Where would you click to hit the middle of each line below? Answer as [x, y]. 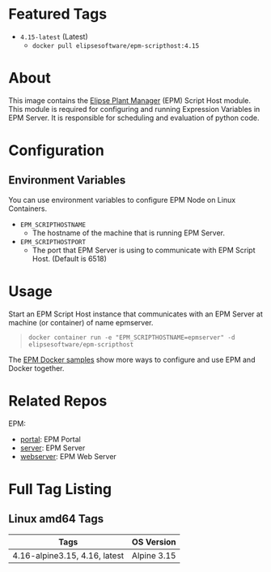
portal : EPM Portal [50, 439]
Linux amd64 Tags [56, 519]
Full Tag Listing [60, 489]
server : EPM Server [53, 448]
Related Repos [58, 401]
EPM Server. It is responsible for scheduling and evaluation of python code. [134, 118]
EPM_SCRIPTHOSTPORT [53, 242]
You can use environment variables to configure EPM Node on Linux [122, 200]
